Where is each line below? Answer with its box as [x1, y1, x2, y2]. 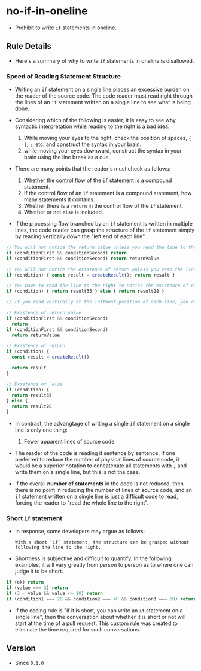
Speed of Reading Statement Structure [6, 72, 121, 80]
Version [6, 643, 36, 654]
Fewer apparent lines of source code [23, 438, 115, 445]
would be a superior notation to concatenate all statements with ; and [14, 462, 187, 469]
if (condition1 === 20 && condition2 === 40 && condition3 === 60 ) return [6, 596, 197, 602]
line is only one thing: [14, 426, 68, 433]
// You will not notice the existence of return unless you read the [6, 266, 184, 272]
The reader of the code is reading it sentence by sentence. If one [14, 450, 175, 457]
